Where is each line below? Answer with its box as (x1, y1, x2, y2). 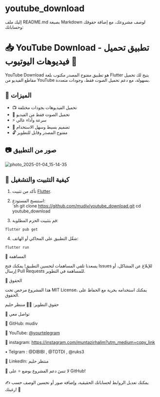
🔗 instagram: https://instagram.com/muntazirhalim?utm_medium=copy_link (5, 340, 155, 345)
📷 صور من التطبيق (5, 146, 57, 154)
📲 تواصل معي (5, 311, 30, 317)
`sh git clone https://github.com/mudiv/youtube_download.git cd (12, 203, 141, 209)
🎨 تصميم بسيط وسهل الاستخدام (12, 124, 70, 130)
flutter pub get (5, 227, 38, 232)
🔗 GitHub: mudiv (5, 321, 38, 326)
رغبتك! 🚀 (5, 387, 21, 393)
